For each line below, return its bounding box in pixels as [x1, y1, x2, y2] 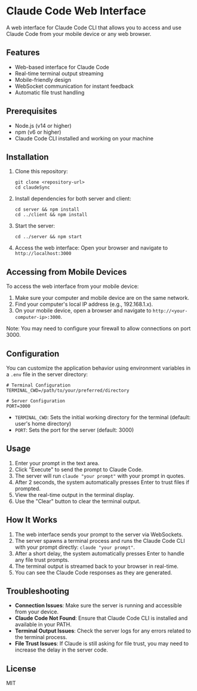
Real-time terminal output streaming [14, 70, 104, 77]
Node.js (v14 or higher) [14, 122, 72, 129]
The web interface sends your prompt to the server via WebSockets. [14, 530, 183, 538]
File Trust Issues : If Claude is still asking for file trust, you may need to [14, 640, 189, 647]
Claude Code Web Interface [6, 4, 146, 18]
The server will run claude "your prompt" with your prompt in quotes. [14, 472, 186, 479]
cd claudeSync [14, 185, 50, 191]
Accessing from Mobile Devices [6, 267, 127, 277]
